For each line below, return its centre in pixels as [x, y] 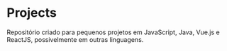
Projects [32, 13]
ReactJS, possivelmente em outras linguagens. [75, 39]
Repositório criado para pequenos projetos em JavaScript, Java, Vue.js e [113, 32]
